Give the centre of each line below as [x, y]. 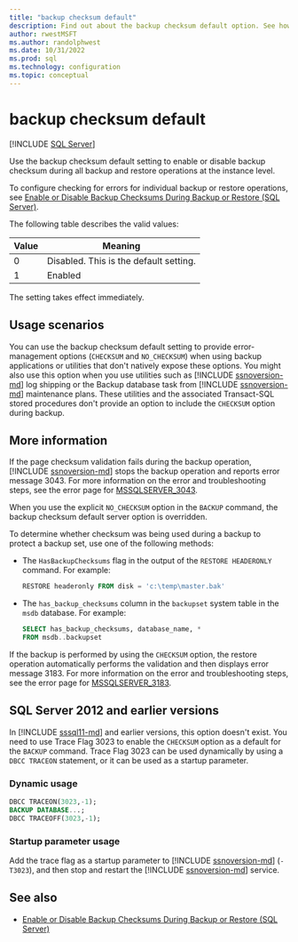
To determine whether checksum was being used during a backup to [135, 534]
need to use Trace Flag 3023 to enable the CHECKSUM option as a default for [145, 741]
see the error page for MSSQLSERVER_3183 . [90, 683]
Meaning [122, 245]
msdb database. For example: [74, 613]
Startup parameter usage [65, 841]
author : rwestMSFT [43, 34]
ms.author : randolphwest [55, 42]
